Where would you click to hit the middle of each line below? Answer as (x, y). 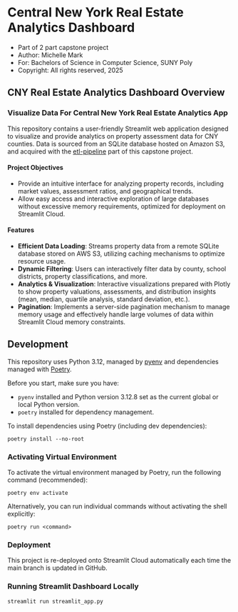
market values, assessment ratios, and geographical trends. (105, 191)
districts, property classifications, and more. (82, 276)
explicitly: (21, 514)
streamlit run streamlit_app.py (55, 601)
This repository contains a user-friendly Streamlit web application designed (118, 129)
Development (38, 345)
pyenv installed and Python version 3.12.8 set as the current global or (118, 396)
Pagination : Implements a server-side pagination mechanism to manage (124, 307)
